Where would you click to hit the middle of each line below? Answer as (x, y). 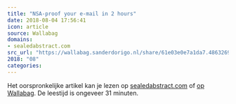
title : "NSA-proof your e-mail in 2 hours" (72, 14)
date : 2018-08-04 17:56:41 (47, 20)
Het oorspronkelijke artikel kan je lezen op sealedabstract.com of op (106, 85)
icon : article (28, 27)
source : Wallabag (33, 33)
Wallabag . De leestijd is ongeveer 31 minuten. (73, 93)
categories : (25, 66)
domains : (20, 40)
